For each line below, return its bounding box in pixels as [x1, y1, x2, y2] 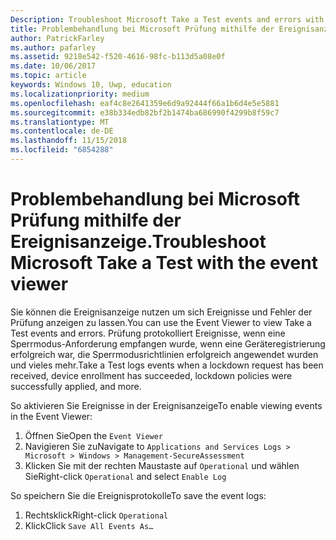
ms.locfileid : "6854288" [10, 145, 114, 155]
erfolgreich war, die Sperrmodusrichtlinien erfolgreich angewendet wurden [10, 348, 319, 360]
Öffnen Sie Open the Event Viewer [24, 429, 164, 441]
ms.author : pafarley [10, 42, 97, 53]
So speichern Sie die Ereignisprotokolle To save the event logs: [10, 489, 267, 501]
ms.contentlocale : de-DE [10, 126, 114, 136]
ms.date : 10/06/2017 [10, 61, 97, 71]
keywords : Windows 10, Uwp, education [10, 80, 172, 90]
